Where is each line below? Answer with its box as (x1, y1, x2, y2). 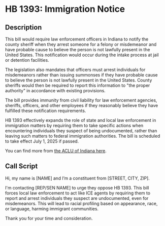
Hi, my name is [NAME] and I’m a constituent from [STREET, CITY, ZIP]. (5, 175, 150, 181)
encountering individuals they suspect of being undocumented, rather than (5, 128, 158, 134)
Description (5, 23, 42, 32)
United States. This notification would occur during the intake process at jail (5, 52, 159, 58)
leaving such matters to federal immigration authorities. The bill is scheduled (5, 133, 160, 139)
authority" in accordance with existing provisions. (5, 88, 106, 93)
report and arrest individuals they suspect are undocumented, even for (5, 195, 149, 201)
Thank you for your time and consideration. (5, 215, 93, 221)
